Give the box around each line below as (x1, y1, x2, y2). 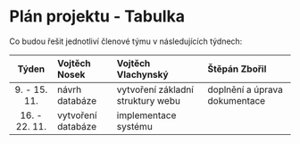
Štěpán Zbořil (207, 63, 267, 75)
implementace (116, 109, 177, 122)
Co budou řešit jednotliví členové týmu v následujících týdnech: (9, 36, 243, 47)
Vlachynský (116, 68, 169, 80)
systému (116, 120, 154, 132)
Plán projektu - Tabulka (9, 6, 186, 27)
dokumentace (207, 94, 266, 106)
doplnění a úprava (207, 83, 283, 96)
